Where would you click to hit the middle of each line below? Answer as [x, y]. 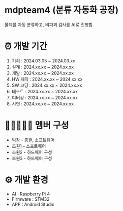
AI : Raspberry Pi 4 [31, 194]
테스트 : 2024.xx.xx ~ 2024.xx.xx [45, 91]
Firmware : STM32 [31, 199]
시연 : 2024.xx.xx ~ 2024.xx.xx [43, 104]
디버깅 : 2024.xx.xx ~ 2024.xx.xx [45, 97]
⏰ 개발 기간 [26, 46]
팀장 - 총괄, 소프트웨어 [33, 140]
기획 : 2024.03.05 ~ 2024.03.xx [43, 61]
